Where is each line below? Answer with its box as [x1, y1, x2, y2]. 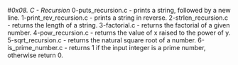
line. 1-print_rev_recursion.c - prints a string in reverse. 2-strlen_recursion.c [7, 13, 229, 22]
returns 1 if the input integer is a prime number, [68, 44, 206, 52]
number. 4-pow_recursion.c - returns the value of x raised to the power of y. [7, 28, 231, 37]
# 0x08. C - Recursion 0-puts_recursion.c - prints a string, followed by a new [7, 6, 231, 14]
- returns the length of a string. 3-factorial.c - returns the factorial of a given [7, 21, 230, 29]
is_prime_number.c [7, 44, 63, 52]
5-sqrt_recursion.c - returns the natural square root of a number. [7, 36, 197, 45]
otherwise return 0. [7, 51, 64, 59]
